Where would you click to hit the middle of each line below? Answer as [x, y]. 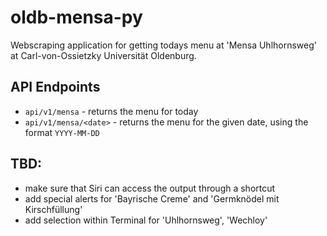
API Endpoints [55, 87]
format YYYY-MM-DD [62, 132]
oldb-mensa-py [76, 17]
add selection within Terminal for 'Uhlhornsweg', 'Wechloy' [146, 220]
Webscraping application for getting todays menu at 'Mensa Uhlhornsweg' [163, 45]
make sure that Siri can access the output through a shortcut [150, 188]
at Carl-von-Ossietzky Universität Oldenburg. [103, 55]
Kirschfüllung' [53, 209]
